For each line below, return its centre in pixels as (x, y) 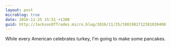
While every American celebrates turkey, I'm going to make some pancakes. (85, 39)
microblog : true (23, 15)
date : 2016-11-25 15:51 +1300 (38, 19)
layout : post (19, 10)
